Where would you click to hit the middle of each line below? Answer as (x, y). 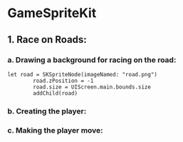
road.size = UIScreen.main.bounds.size (92, 87)
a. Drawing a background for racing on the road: (92, 60)
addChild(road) (56, 93)
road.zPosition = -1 (63, 81)
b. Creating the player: (47, 111)
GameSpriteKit (52, 13)
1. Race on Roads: (47, 40)
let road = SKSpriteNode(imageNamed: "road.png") (83, 74)
